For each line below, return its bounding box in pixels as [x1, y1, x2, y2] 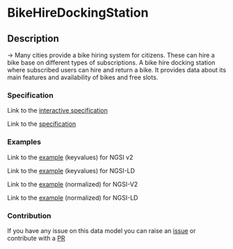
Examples [7, 137, 42, 147]
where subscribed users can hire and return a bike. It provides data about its [7, 66, 227, 74]
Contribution [7, 211, 51, 220]
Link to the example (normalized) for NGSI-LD [7, 193, 138, 202]
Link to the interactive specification [7, 106, 108, 115]
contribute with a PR [7, 234, 65, 242]
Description [7, 33, 59, 45]
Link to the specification [7, 120, 77, 128]
